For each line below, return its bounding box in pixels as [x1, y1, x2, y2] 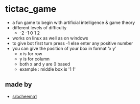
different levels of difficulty [12, 24, 67, 30]
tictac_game [5, 3, 56, 15]
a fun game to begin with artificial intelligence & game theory [12, 20, 135, 25]
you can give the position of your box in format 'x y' [12, 45, 117, 51]
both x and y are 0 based [19, 61, 70, 67]
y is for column [19, 56, 50, 62]
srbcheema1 [12, 93, 37, 99]
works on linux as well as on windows [12, 35, 89, 41]
